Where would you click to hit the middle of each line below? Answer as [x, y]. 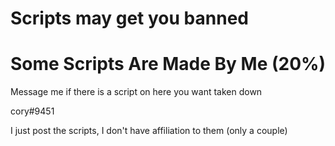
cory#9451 [32, 111]
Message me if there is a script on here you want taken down [136, 92]
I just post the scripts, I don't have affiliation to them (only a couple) [149, 131]
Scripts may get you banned [129, 18]
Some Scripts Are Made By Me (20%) [168, 64]
